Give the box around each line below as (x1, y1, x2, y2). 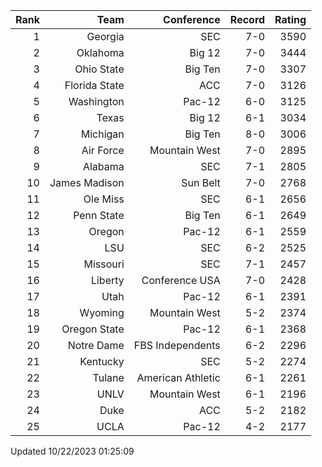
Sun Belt (181, 176, 221, 189)
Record (229, 13, 266, 26)
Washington (68, 95, 125, 108)
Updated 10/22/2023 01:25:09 (10, 445, 135, 457)
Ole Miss (83, 192, 125, 206)
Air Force (81, 144, 125, 157)
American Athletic (136, 371, 221, 384)
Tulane (92, 371, 125, 384)
